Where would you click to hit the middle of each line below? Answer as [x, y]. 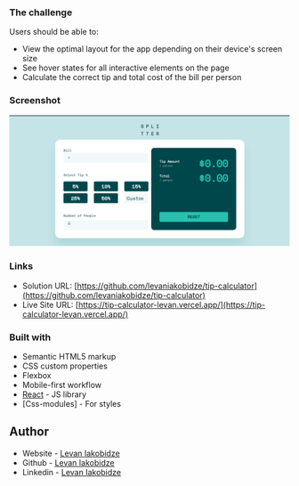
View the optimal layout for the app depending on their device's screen [152, 49]
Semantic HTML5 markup [69, 356]
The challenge [41, 12]
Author [29, 432]
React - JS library [54, 394]
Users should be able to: [54, 32]
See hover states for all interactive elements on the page [125, 68]
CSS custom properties [65, 366]
